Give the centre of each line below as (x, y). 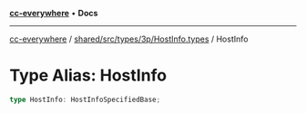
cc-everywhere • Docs (54, 13)
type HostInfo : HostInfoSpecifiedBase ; (85, 99)
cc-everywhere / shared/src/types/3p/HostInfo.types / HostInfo (129, 39)
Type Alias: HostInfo (88, 75)
